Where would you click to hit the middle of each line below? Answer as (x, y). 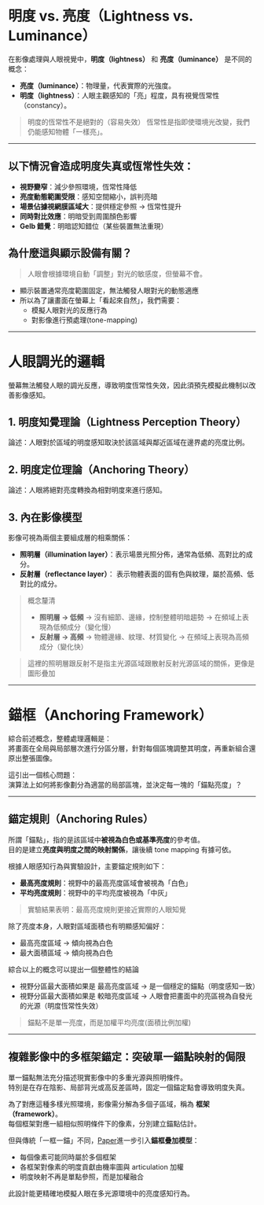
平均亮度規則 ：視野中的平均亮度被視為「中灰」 (95, 892)
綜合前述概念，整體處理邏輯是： (60, 738)
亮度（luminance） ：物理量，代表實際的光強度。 (97, 85)
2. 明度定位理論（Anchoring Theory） (101, 470)
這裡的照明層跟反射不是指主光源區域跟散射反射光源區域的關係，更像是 (141, 663)
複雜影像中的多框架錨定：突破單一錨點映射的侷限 (127, 1057)
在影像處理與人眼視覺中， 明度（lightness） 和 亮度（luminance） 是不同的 (130, 59)
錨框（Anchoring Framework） (110, 715)
